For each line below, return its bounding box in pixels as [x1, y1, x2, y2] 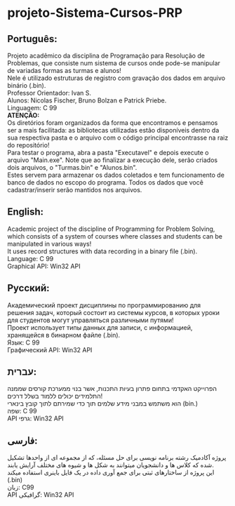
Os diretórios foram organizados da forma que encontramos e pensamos [7, 119, 218, 127]
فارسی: [7, 434, 38, 446]
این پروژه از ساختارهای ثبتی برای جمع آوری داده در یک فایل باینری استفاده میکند [7, 468, 215, 477]
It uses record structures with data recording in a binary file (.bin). [7, 247, 198, 255]
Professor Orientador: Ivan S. [7, 89, 92, 97]
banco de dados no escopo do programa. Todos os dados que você [7, 178, 203, 187]
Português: [7, 33, 58, 45]
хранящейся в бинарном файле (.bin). [7, 331, 121, 339]
